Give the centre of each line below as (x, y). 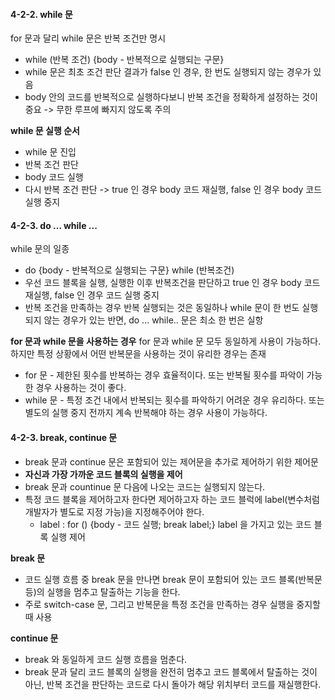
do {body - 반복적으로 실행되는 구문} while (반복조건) (129, 270)
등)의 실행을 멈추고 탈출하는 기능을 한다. (102, 591)
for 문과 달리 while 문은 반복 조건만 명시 (88, 38)
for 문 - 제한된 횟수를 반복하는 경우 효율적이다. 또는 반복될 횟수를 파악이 (164, 375)
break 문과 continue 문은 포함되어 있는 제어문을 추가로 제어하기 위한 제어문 (171, 461)
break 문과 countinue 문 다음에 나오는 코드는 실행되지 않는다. (145, 486)
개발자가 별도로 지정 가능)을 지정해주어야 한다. (114, 511)
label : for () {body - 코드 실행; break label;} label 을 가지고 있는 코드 (175, 524)
